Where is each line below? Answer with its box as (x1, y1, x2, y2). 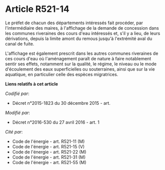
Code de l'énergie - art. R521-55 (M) (12, 159, 86, 165)
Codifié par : (5, 90, 30, 96)
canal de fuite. (5, 41, 35, 46)
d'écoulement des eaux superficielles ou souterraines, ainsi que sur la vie (5, 66, 155, 72)
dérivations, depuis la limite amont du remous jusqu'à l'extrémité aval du (5, 36, 152, 42)
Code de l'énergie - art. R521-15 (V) (12, 143, 85, 149)
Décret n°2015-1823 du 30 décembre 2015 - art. (12, 100, 111, 106)
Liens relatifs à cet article (5, 81, 58, 87)
